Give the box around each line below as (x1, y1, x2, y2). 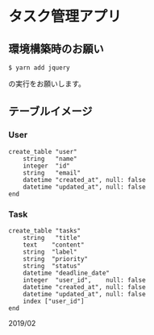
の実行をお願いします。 (8, 79, 86, 89)
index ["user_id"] (23, 297, 85, 305)
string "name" (23, 155, 78, 163)
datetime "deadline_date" (23, 269, 110, 277)
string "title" (23, 234, 81, 242)
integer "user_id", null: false (23, 275, 147, 284)
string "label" (23, 247, 78, 256)
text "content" (23, 241, 85, 249)
